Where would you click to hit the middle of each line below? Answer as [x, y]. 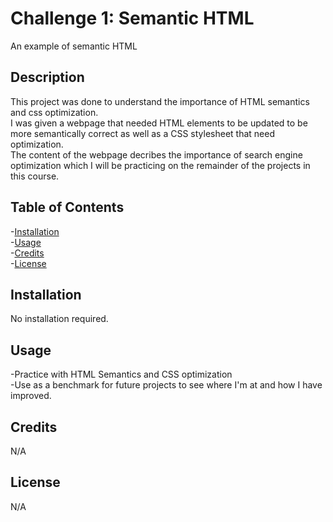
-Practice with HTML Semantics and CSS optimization [121, 374]
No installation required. [59, 319]
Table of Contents [67, 207]
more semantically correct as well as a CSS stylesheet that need [143, 133]
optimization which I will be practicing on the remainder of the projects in [160, 165]
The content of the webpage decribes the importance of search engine [156, 154]
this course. [35, 176]
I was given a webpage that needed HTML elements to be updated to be [159, 123]
